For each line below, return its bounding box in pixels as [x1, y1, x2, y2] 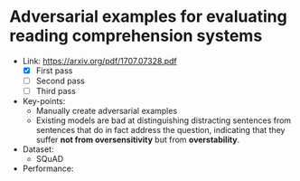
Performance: [22, 163, 74, 174]
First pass [35, 65, 73, 76]
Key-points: [22, 96, 66, 107]
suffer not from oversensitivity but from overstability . [35, 134, 240, 146]
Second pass [35, 75, 86, 86]
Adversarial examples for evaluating [9, 6, 287, 27]
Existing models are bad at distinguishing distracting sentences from [35, 115, 292, 126]
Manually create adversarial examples [35, 106, 178, 117]
